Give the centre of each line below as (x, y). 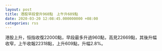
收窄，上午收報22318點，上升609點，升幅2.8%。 (55, 44)
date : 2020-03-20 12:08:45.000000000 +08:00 (52, 18)
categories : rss (22, 23)
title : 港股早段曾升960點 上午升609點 (41, 14)
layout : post (19, 9)
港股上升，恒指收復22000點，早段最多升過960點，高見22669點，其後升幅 (81, 37)
